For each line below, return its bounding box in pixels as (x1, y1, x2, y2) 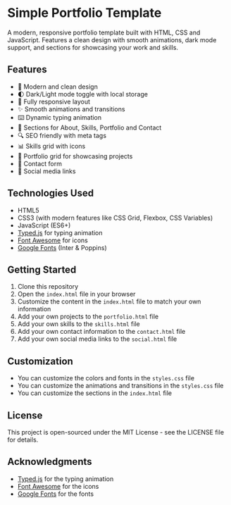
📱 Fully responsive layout (17, 97, 90, 106)
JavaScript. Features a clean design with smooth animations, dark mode (7, 35, 217, 44)
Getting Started (7, 263, 77, 275)
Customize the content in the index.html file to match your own (17, 297, 201, 306)
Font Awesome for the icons (17, 482, 99, 490)
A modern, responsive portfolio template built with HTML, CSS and (7, 28, 201, 37)
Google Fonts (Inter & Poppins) (17, 243, 107, 251)
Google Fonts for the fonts (17, 490, 94, 498)
